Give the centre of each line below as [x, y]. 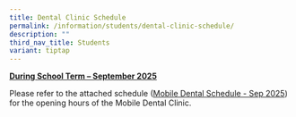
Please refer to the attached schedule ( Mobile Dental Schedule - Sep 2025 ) [149, 94]
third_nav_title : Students [60, 42]
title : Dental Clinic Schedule [68, 17]
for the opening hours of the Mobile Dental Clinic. [100, 103]
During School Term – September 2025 [83, 76]
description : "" [39, 34]
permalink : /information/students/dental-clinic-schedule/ [122, 26]
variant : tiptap [39, 51]
